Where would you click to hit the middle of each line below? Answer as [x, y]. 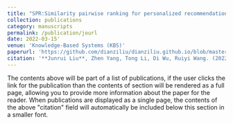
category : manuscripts [40, 26]
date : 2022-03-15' [34, 39]
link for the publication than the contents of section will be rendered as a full [116, 85]
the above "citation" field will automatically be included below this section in [116, 107]
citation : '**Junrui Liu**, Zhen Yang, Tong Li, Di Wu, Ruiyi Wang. [108, 59]
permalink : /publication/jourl [52, 33]
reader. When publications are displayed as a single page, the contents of [112, 100]
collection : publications [44, 20]
